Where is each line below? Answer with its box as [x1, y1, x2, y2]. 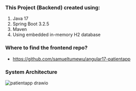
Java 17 [12, 16, 29, 22]
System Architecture [5, 68, 58, 75]
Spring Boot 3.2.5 [12, 21, 50, 27]
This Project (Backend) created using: [5, 4, 100, 11]
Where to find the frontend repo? [5, 44, 88, 52]
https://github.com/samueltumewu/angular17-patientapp [12, 56, 130, 62]
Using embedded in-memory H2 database [12, 32, 101, 38]
